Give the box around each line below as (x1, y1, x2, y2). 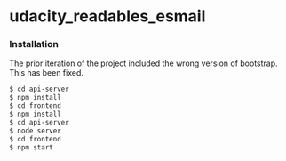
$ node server (9, 126, 62, 135)
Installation (9, 38, 60, 51)
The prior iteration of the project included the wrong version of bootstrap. (9, 58, 278, 68)
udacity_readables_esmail (9, 6, 206, 27)
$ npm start (9, 142, 53, 152)
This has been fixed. (9, 68, 84, 78)
